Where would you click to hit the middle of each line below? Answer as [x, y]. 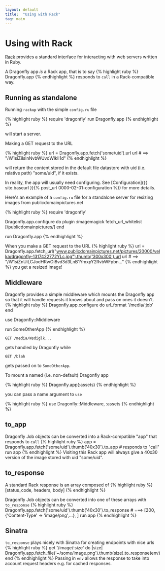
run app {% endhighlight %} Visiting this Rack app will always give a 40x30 [81, 452]
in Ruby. [13, 62]
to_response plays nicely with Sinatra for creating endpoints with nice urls [80, 542]
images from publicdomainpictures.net [44, 203]
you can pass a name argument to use [44, 394]
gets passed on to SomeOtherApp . [38, 365]
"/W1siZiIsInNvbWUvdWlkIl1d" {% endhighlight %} [56, 158]
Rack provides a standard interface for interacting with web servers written [81, 57]
